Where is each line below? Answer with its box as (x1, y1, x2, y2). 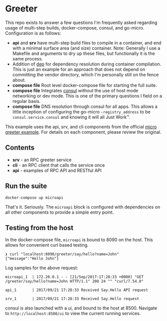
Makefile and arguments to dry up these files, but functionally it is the (12, 50, 156, 56)
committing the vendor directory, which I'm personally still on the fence (12, 71, 159, 77)
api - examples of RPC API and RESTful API (12, 167, 102, 173)
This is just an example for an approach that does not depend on (12, 66, 146, 72)
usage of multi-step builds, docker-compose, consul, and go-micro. (5, 24, 145, 30)
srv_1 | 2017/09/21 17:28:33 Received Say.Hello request (5, 297, 140, 302)
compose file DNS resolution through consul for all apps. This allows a (12, 103, 158, 109)
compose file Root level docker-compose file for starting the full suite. (12, 82, 157, 88)
